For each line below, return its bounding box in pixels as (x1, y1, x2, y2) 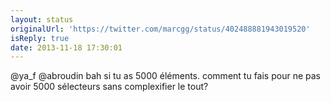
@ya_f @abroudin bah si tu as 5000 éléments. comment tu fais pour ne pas (10, 70, 321, 82)
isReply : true (10, 33, 70, 43)
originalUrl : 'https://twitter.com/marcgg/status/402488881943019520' (10, 24, 311, 34)
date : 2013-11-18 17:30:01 (10, 42, 123, 53)
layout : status (10, 14, 74, 25)
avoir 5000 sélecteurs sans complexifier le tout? (10, 81, 209, 93)
